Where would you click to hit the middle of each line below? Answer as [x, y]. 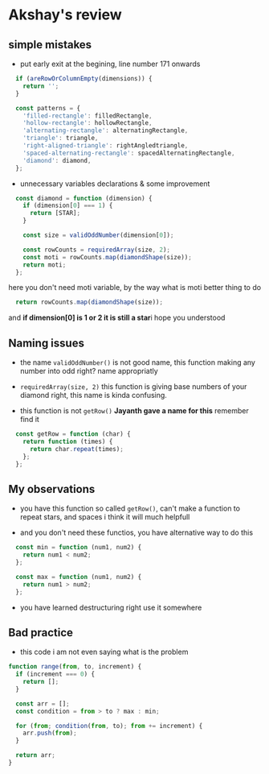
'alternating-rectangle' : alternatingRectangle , [106, 130]
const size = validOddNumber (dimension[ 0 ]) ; [98, 235]
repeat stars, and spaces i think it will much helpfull [105, 517]
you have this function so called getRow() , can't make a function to [130, 508]
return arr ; [36, 755]
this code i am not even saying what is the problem [104, 652]
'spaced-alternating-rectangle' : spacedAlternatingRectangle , [129, 153]
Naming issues [46, 343]
